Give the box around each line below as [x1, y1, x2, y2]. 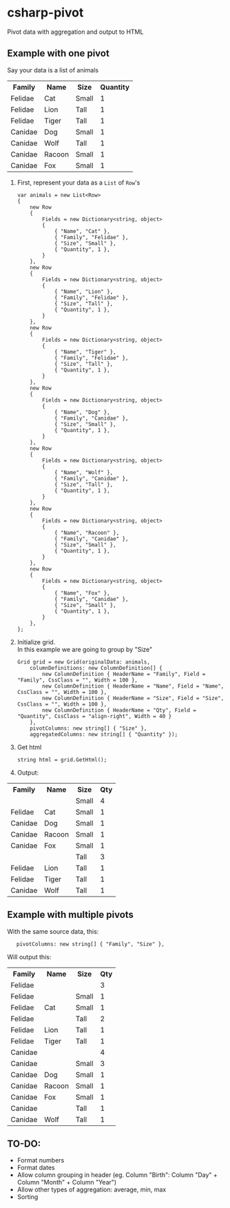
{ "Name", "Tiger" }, [54, 348, 116, 356]
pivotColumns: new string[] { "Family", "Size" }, [16, 941, 165, 948]
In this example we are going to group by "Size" [17, 645, 153, 653]
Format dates [17, 1163, 55, 1172]
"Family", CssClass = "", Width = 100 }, [17, 677, 138, 684]
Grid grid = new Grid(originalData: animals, [17, 658, 150, 666]
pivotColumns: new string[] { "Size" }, [30, 725, 147, 732]
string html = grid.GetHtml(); [17, 756, 107, 763]
